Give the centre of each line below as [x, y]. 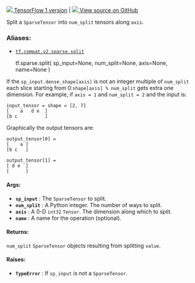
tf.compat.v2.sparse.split [50, 52]
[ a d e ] [27, 111]
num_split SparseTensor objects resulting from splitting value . [84, 246]
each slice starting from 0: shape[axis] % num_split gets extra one [90, 88]
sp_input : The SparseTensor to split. [61, 198]
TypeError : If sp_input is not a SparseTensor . [71, 273]
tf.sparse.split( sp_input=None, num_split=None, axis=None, [91, 63]
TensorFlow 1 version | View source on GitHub [76, 10]
